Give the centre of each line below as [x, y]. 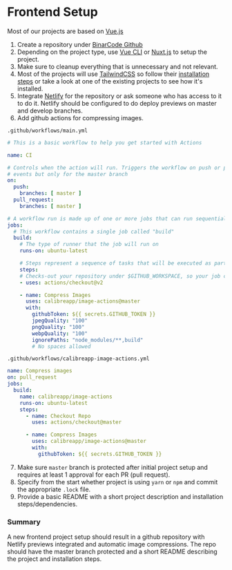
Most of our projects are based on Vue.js [65, 31]
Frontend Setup [52, 12]
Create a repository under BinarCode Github [80, 44]
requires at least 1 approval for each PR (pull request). [94, 475]
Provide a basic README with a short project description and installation [120, 496]
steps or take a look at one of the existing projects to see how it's [110, 81]
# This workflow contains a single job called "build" [94, 231]
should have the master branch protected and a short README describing [112, 552]
